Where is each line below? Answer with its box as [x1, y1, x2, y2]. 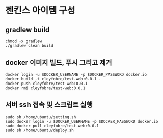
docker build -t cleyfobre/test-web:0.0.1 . [5, 76, 101, 81]
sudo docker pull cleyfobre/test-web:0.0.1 [5, 123, 99, 128]
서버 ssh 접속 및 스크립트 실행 [5, 100, 93, 109]
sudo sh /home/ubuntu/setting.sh [5, 114, 76, 120]
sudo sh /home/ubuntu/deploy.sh [5, 128, 74, 133]
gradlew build [5, 25, 50, 34]
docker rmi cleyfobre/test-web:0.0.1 [5, 85, 86, 91]
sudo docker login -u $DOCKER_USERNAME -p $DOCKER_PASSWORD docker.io [5, 119, 158, 124]
